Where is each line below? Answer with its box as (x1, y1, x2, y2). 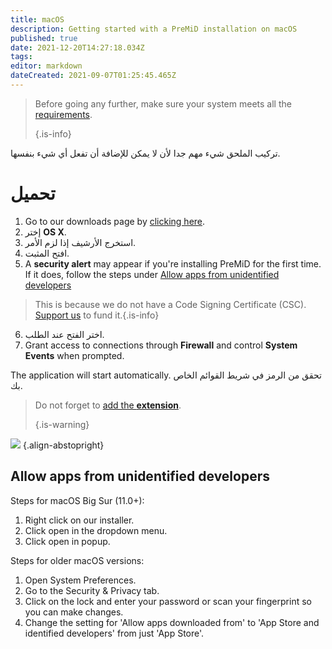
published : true (10, 33, 78, 43)
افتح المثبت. (24, 247, 70, 259)
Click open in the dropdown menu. (24, 524, 168, 536)
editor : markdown (10, 61, 83, 71)
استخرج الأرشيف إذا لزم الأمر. (24, 236, 137, 248)
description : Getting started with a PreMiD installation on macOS (10, 24, 298, 34)
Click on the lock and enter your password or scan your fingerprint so (24, 595, 312, 607)
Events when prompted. (24, 349, 125, 361)
